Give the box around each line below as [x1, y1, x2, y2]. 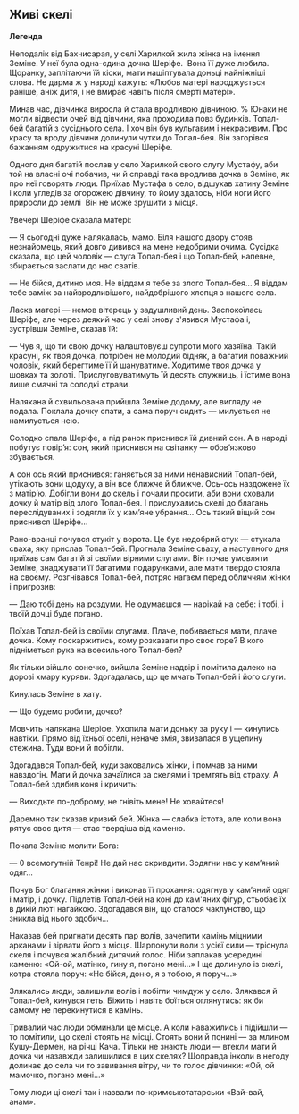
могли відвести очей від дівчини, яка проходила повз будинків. [9, 113, 252, 123]
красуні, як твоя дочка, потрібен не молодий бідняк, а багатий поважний [9, 350, 289, 361]
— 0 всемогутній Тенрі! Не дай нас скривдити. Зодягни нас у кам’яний [9, 857, 280, 868]
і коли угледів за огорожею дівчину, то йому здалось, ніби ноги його [9, 187, 272, 198]
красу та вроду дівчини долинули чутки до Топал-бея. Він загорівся [9, 132, 270, 142]
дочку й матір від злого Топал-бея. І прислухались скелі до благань [9, 497, 269, 508]
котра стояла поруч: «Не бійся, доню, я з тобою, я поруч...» [9, 968, 237, 979]
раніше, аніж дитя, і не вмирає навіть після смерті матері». [9, 86, 236, 97]
